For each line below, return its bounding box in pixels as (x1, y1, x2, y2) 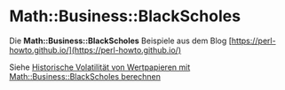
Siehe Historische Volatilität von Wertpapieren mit (9, 62, 191, 72)
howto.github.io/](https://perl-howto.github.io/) (9, 44, 182, 55)
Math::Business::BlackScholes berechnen (9, 71, 162, 81)
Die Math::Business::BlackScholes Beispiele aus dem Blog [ (9, 35, 233, 46)
